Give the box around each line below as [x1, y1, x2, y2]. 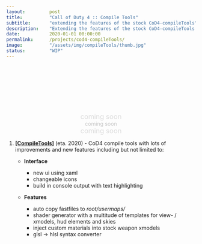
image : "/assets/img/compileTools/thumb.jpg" [6, 43, 147, 49]
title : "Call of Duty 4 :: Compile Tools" [6, 14, 138, 20]
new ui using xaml [32, 169, 78, 176]
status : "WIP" [6, 48, 63, 54]
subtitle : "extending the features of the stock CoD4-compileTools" [6, 20, 198, 26]
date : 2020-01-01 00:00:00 [6, 31, 101, 37]
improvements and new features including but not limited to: [14, 146, 164, 153]
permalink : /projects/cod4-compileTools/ [6, 37, 125, 43]
